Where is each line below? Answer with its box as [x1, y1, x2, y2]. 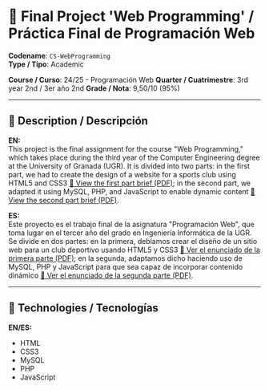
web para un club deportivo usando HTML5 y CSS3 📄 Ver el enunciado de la [8, 245, 260, 254]
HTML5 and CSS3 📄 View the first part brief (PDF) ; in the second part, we [8, 178, 251, 188]
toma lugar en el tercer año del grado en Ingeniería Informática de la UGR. [8, 228, 252, 238]
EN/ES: [8, 323, 32, 332]
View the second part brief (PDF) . [8, 195, 119, 205]
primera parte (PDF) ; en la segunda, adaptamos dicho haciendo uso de [8, 253, 243, 263]
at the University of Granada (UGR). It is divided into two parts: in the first [8, 160, 251, 171]
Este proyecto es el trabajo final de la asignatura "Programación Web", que [8, 219, 255, 229]
